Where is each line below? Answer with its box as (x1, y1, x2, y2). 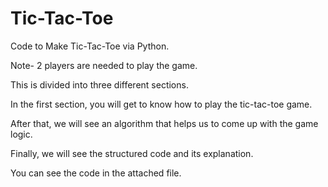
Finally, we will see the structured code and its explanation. (10, 147, 254, 159)
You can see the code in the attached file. (10, 167, 182, 179)
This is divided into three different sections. (10, 78, 189, 91)
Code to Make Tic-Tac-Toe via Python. (10, 40, 170, 52)
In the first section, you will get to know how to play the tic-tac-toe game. (10, 98, 313, 110)
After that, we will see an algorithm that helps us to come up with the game (10, 117, 319, 129)
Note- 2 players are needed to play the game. (10, 59, 198, 71)
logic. (10, 128, 33, 140)
